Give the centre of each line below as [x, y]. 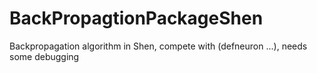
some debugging [44, 56]
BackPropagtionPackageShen [136, 18]
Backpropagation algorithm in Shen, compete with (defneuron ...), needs [158, 46]
